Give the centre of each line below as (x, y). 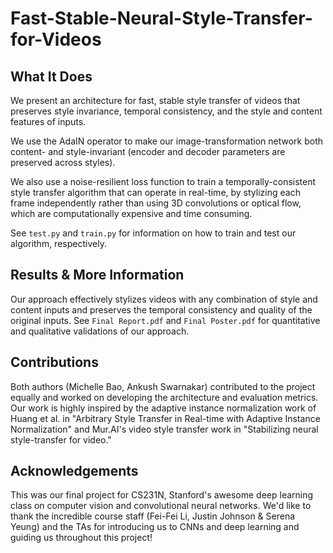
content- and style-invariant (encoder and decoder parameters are (148, 151)
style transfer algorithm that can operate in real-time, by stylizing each (155, 192)
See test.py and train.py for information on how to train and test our (153, 233)
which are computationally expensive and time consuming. (131, 213)
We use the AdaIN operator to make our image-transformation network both (166, 141)
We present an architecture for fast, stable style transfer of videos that (155, 100)
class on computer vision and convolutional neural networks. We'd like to (161, 506)
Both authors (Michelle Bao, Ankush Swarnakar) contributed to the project (163, 386)
